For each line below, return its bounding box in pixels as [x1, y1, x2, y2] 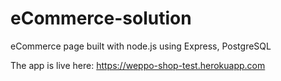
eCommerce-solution [10, 7, 192, 30]
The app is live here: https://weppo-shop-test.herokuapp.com [10, 59, 266, 71]
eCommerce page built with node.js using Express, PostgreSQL [10, 40, 272, 52]
